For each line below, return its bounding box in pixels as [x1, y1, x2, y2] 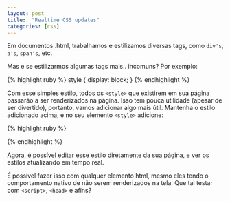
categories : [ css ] [7, 23, 60, 30]
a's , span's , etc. [7, 49, 53, 57]
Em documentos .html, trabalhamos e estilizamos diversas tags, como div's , [7, 42, 224, 50]
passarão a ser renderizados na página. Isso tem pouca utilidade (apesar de [7, 96, 222, 105]
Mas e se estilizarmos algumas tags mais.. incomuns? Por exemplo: [7, 63, 198, 71]
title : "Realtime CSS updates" [7, 17, 100, 23]
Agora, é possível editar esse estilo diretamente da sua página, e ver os [7, 151, 209, 159]
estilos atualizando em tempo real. [7, 158, 104, 167]
